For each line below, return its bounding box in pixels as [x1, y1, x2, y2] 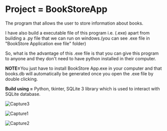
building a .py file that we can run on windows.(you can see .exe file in [5, 35, 150, 41]
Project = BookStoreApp [5, 4, 107, 15]
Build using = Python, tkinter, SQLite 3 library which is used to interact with [5, 85, 160, 91]
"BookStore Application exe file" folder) [5, 40, 86, 46]
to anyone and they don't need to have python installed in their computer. [5, 55, 156, 61]
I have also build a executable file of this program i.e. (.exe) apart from [5, 30, 150, 36]
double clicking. [5, 76, 38, 82]
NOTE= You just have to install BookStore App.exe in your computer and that [5, 65, 162, 71]
